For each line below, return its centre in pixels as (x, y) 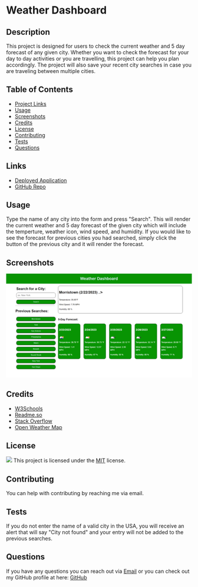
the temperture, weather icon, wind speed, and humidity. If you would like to (98, 232)
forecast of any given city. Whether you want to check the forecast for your (98, 52)
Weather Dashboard (57, 10)
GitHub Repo (30, 187)
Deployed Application (41, 180)
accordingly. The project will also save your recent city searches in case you (99, 65)
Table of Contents (40, 90)
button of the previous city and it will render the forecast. (75, 244)
